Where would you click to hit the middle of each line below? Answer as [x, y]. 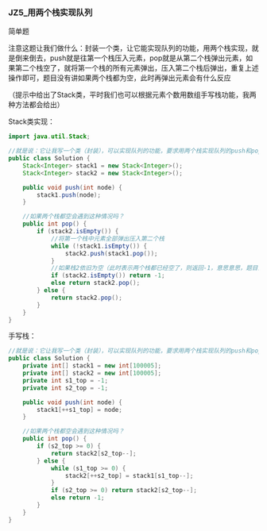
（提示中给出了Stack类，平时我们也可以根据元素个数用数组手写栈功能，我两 [132, 95]
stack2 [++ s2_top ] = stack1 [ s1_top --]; [129, 475]
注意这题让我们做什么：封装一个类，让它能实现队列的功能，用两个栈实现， [130, 48]
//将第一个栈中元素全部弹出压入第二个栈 [108, 239]
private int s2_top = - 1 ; [66, 388]
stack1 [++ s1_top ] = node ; [80, 410]
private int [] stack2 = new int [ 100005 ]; [92, 373]
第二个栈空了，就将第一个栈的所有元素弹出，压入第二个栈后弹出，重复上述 [137, 68]
